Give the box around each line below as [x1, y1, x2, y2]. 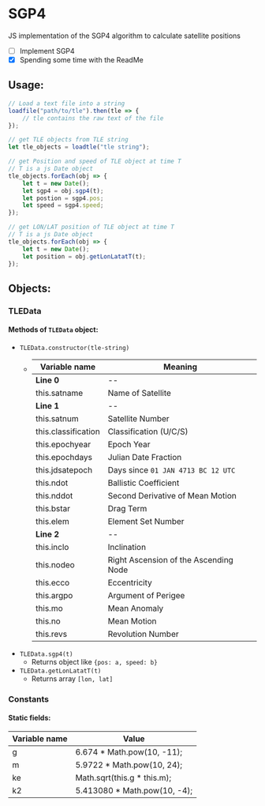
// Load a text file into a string [8, 100, 125, 107]
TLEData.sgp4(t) [19, 650, 73, 658]
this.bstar [35, 503, 71, 514]
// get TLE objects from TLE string [8, 136, 129, 144]
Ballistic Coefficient [107, 477, 180, 488]
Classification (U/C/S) [107, 426, 188, 437]
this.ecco [35, 577, 70, 588]
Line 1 [35, 400, 60, 411]
